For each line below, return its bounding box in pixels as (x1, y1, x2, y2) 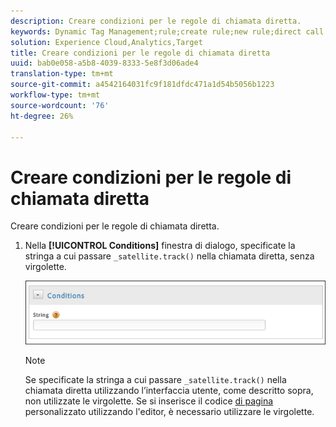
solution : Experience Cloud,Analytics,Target (10, 37, 203, 47)
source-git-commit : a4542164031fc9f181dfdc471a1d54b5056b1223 (10, 80, 275, 90)
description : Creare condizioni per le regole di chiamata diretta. (10, 16, 302, 26)
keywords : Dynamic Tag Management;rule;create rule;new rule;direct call (10, 26, 325, 37)
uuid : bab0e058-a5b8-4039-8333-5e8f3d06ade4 (10, 58, 199, 69)
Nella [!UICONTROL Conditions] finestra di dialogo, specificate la (24, 240, 296, 252)
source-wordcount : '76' (10, 100, 110, 110)
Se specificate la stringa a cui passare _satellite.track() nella (24, 374, 287, 386)
